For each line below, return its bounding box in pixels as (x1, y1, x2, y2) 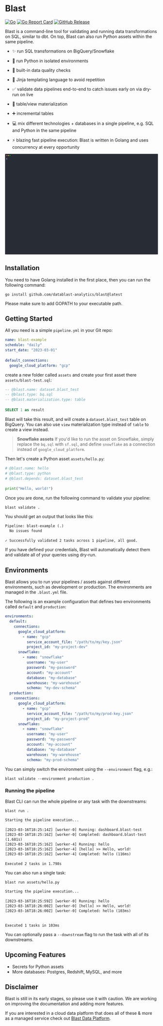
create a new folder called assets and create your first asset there (5, 372, 137, 378)
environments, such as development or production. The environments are (5, 584, 152, 590)
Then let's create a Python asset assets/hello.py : (5, 455, 105, 462)
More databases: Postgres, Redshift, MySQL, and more (12, 969, 122, 974)
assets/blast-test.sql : (5, 377, 52, 383)
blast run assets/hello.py (5, 880, 60, 885)
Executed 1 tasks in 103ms (5, 923, 60, 928)
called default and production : (5, 604, 66, 610)
